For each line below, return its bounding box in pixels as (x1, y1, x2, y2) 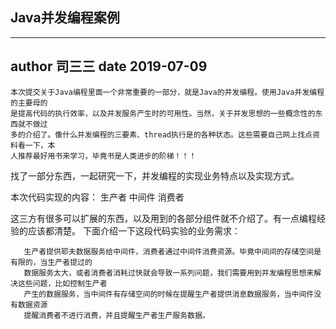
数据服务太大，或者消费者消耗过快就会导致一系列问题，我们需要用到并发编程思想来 (23, 268, 315, 278)
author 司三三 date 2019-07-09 (10, 58, 208, 75)
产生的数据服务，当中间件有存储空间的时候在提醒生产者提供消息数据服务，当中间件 (23, 289, 315, 299)
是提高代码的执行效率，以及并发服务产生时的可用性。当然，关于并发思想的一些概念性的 (10, 108, 316, 118)
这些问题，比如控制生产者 (17, 278, 108, 288)
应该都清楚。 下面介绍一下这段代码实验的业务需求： (27, 224, 241, 237)
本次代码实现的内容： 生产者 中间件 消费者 (10, 191, 185, 203)
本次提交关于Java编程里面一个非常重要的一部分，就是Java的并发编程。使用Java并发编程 (10, 87, 325, 97)
